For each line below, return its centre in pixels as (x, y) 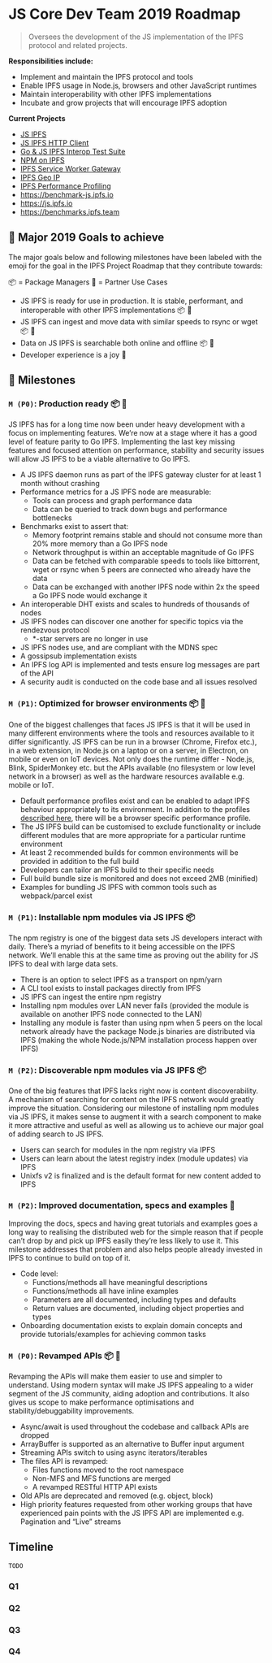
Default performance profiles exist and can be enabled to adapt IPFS (135, 801)
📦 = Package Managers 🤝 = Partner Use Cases (88, 282)
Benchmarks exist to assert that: (74, 527)
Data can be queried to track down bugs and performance (130, 510)
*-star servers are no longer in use (90, 639)
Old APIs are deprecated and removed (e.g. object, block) (117, 1496)
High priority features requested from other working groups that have (136, 1504)
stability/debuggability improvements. (71, 1410)
